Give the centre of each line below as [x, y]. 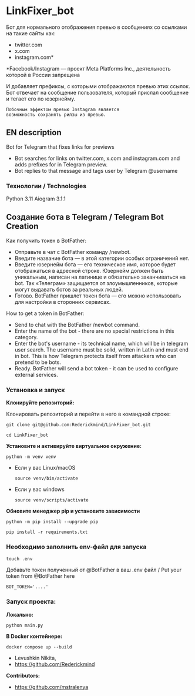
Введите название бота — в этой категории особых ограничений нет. [102, 258]
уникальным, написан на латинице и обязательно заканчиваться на [100, 277]
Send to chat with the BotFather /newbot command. [77, 324]
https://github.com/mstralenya [51, 687]
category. [26, 337]
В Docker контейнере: [34, 636]
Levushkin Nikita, [36, 658]
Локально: [20, 614]
